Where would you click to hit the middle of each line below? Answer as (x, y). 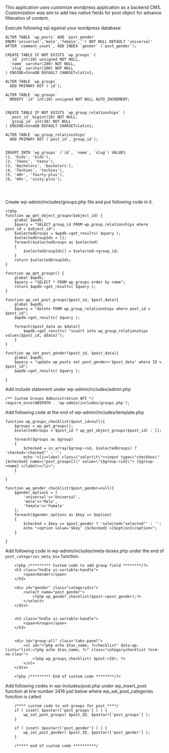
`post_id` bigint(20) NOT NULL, (44, 117)
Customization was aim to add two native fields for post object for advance (83, 13)
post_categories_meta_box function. (43, 556)
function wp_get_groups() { (35, 273)
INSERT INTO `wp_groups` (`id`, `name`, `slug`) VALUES (65, 153)
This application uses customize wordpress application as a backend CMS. (83, 7)
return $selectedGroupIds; (43, 260)
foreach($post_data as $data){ (47, 327)
